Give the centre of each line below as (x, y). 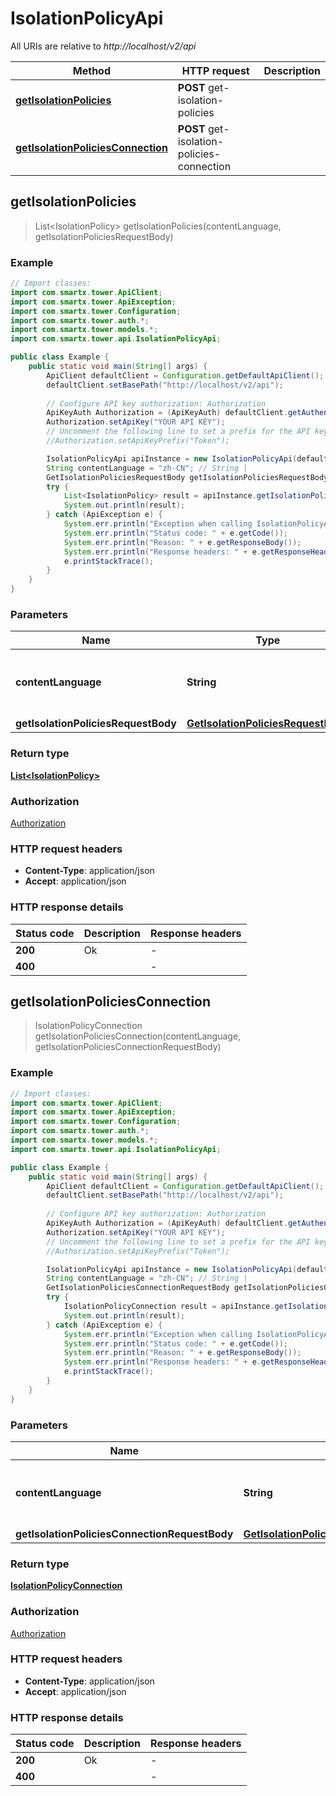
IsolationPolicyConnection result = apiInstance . (169, 1307)
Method (92, 70)
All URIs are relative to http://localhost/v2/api (103, 46)
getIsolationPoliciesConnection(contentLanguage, (138, 1036)
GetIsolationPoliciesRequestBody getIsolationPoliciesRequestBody (187, 477)
